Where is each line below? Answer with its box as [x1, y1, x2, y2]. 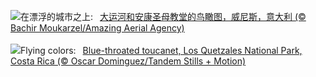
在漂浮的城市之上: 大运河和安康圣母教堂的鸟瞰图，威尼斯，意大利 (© [20, 11, 307, 22]
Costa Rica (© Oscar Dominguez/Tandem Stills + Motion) [10, 55, 247, 67]
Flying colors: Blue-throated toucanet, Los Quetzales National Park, [20, 45, 303, 56]
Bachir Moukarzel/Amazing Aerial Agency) [10, 22, 185, 34]
